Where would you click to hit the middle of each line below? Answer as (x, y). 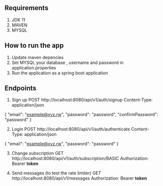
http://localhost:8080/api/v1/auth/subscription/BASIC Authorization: (80, 159)
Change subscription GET (38, 153)
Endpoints (21, 88)
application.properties (34, 67)
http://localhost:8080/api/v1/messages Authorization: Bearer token (79, 178)
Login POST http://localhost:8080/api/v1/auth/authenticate (71, 129)
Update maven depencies (38, 57)
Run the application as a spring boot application (60, 73)
